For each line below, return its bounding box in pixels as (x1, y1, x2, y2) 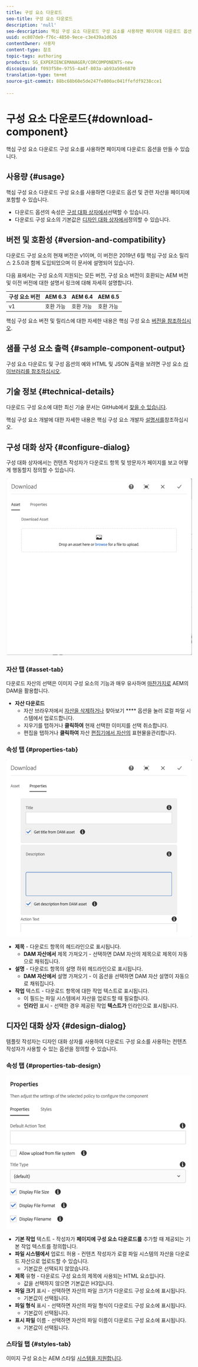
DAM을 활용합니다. (6, 687, 50, 694)
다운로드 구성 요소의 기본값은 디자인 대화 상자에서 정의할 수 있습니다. (14, 216, 171, 223)
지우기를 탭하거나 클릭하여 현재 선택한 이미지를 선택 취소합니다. (23, 722, 169, 729)
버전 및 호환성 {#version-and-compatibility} (6, 235, 166, 245)
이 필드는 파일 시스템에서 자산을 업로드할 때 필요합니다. (23, 994, 150, 1001)
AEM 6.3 (45, 293, 67, 300)
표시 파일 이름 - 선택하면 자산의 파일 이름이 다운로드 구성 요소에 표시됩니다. (14, 1316, 187, 1323)
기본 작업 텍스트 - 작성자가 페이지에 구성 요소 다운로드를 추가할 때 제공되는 (14, 1235, 184, 1242)
